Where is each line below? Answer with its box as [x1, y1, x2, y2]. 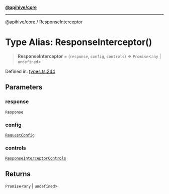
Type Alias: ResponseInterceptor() [5, 36, 152, 48]
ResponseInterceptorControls [5, 156, 66, 161]
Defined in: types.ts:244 [5, 68, 55, 74]
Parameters [5, 83, 43, 91]
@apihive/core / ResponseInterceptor [5, 19, 83, 25]
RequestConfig [5, 132, 35, 138]
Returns [5, 169, 31, 178]
